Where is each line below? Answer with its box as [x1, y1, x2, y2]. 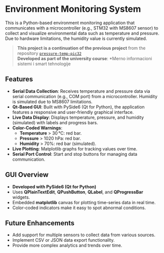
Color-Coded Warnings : [12, 125, 63, 131]
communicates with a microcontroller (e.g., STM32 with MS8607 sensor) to [5, 25, 159, 31]
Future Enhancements [5, 218, 75, 227]
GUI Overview [5, 171, 49, 179]
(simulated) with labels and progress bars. [12, 119, 98, 125]
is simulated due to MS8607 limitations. [12, 99, 93, 105]
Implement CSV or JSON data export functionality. [12, 237, 115, 243]
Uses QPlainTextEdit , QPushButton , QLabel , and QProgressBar [12, 189, 143, 195]
